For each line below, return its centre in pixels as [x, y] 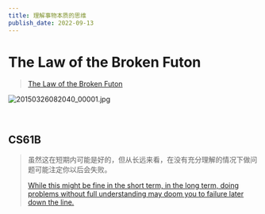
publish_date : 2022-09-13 [51, 23]
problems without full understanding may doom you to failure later [136, 194]
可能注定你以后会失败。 [73, 170]
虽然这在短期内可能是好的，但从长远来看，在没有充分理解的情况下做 [139, 160]
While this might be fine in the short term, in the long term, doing [133, 185]
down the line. [51, 202]
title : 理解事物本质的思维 [48, 15]
